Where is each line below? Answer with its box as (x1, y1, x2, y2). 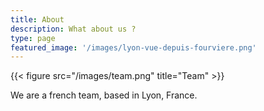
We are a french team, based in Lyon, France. (10, 89, 198, 101)
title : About (10, 14, 65, 25)
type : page (10, 33, 56, 43)
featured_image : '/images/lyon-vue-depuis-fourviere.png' (10, 42, 257, 53)
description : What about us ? (10, 24, 137, 34)
